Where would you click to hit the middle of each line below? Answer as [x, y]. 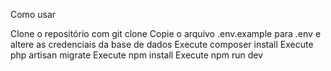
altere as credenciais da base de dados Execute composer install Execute [162, 44]
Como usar [33, 14]
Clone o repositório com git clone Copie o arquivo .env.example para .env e [166, 33]
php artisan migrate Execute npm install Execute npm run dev [136, 55]
